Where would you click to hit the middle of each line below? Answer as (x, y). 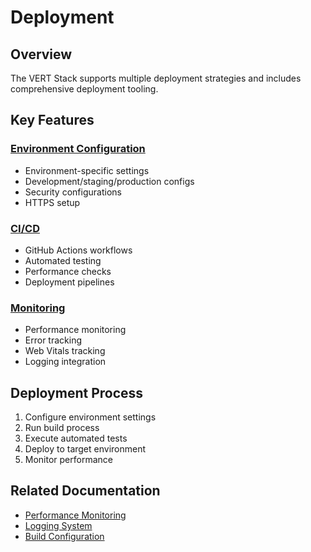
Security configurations (73, 192)
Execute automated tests (76, 438)
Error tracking (53, 340)
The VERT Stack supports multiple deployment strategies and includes (156, 78)
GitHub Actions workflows (78, 250)
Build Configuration (64, 536)
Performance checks (68, 271)
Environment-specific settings (87, 170)
